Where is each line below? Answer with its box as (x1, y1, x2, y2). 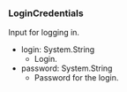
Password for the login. (34, 73, 119, 83)
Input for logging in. (8, 27, 80, 38)
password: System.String (20, 63, 113, 73)
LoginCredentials (8, 7, 85, 19)
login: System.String (20, 44, 95, 55)
